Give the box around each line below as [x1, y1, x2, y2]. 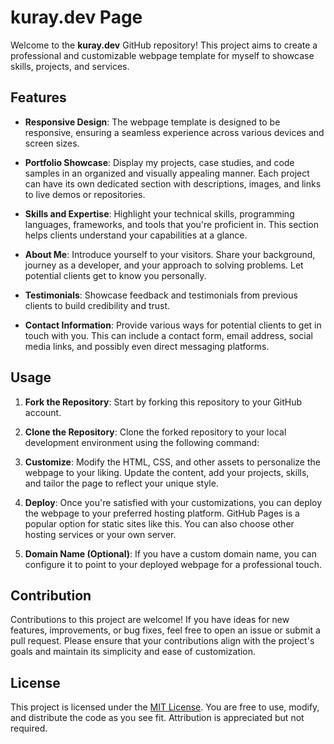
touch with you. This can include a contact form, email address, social [24, 329, 314, 341]
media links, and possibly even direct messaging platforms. [24, 340, 270, 352]
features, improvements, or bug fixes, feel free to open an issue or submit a [10, 624, 321, 636]
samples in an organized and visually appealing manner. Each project [24, 167, 310, 179]
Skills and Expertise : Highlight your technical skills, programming [24, 207, 295, 220]
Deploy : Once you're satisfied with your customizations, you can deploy [24, 496, 323, 508]
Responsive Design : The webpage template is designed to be [24, 116, 281, 128]
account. [24, 406, 62, 418]
